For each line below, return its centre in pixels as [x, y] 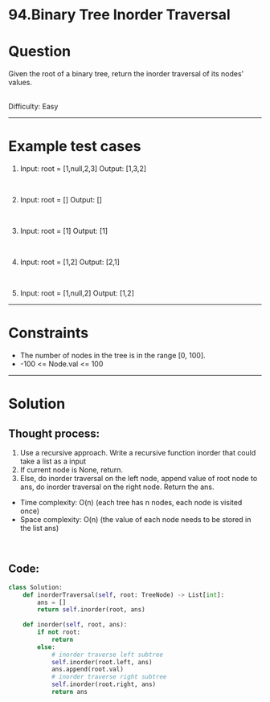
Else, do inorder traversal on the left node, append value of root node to [139, 478]
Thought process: [54, 433]
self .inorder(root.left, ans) [102, 662]
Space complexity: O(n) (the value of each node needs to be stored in [135, 519]
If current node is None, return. [71, 470]
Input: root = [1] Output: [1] [64, 231]
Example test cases [75, 147]
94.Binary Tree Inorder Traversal [119, 15]
